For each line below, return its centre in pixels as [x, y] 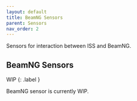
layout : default [26, 12]
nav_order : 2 [23, 29]
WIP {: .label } [23, 80]
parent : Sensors [26, 23]
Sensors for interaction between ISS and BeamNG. [69, 46]
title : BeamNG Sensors [35, 18]
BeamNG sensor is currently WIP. [47, 91]
